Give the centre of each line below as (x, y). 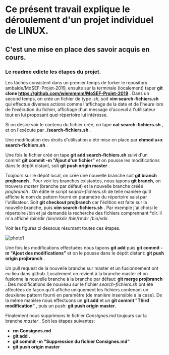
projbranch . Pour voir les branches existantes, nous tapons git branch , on (83, 181)
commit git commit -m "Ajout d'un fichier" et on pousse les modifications (82, 160)
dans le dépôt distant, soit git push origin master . (58, 166)
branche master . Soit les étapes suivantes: (50, 321)
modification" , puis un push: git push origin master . (61, 306)
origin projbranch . (25, 258)
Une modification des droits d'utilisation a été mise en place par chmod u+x (84, 139)
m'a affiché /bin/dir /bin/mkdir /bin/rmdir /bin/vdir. (57, 218)
